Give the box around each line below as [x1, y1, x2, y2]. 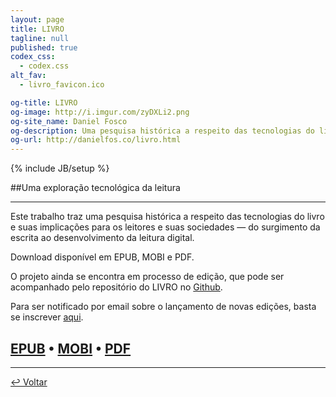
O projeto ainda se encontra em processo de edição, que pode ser [10, 271, 285, 283]
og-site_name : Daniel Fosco [10, 116, 128, 126]
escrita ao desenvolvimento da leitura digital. [10, 232, 195, 244]
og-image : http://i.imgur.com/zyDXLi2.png [10, 107, 190, 117]
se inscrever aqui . [10, 311, 84, 323]
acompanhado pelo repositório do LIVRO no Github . [10, 281, 223, 293]
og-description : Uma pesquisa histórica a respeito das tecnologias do [10, 126, 315, 136]
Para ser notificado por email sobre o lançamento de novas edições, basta [10, 301, 317, 313]
